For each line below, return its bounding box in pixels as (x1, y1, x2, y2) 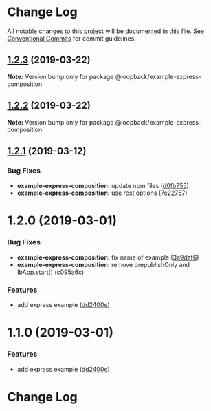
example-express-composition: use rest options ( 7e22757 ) (16, 189, 188, 197)
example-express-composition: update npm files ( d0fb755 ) (16, 182, 189, 190)
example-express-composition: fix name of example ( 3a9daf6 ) (16, 253, 199, 262)
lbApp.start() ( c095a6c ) (16, 268, 85, 276)
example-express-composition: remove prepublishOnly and (16, 260, 190, 268)
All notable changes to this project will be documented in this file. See (7, 27, 205, 35)
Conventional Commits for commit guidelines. (7, 34, 136, 42)
